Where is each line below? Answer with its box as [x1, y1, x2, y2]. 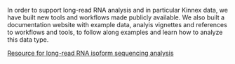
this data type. [7, 35, 49, 44]
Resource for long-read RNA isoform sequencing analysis [7, 49, 174, 57]
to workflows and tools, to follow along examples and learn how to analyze [7, 28, 223, 36]
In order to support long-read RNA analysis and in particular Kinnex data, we [7, 6, 228, 14]
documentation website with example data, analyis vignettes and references [7, 21, 228, 29]
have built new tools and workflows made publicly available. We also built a [7, 13, 225, 22]
